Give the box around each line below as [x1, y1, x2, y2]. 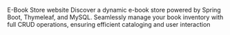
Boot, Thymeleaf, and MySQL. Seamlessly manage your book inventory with [7, 13, 224, 21]
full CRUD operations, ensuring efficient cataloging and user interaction [7, 21, 211, 28]
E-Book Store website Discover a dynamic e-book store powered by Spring [7, 6, 221, 14]
